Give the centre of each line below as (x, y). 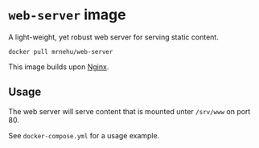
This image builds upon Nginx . (59, 67)
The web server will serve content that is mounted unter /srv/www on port (129, 111)
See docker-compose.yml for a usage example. (84, 135)
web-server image (67, 15)
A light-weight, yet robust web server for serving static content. (113, 37)
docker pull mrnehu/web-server (61, 51)
